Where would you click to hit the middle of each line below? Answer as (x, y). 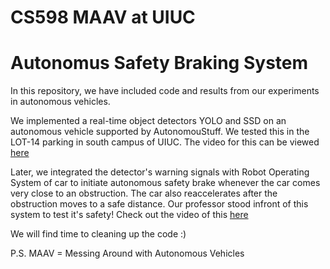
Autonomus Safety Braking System (159, 63)
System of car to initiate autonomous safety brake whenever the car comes (165, 183)
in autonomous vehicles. (60, 102)
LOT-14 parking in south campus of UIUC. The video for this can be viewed (165, 142)
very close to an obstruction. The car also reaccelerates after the (144, 193)
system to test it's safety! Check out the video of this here (129, 215)
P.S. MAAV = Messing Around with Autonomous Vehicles (127, 253)
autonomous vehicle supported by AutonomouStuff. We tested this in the (160, 132)
